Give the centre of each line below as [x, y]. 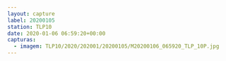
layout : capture [31, 14]
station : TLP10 [30, 27]
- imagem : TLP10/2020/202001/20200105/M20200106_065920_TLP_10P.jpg [117, 46]
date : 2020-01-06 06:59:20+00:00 [56, 33]
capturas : [22, 40]
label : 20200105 [31, 20]
